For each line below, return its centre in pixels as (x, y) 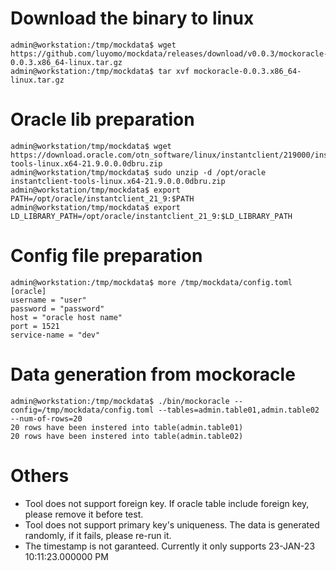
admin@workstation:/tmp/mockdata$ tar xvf (100, 71)
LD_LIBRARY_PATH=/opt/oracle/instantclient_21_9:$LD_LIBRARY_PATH (151, 216)
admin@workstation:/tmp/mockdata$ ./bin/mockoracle (120, 401)
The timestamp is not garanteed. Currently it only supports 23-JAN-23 (170, 546)
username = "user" (48, 300)
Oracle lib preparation (102, 119)
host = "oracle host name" (66, 317)
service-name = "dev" (55, 335)
